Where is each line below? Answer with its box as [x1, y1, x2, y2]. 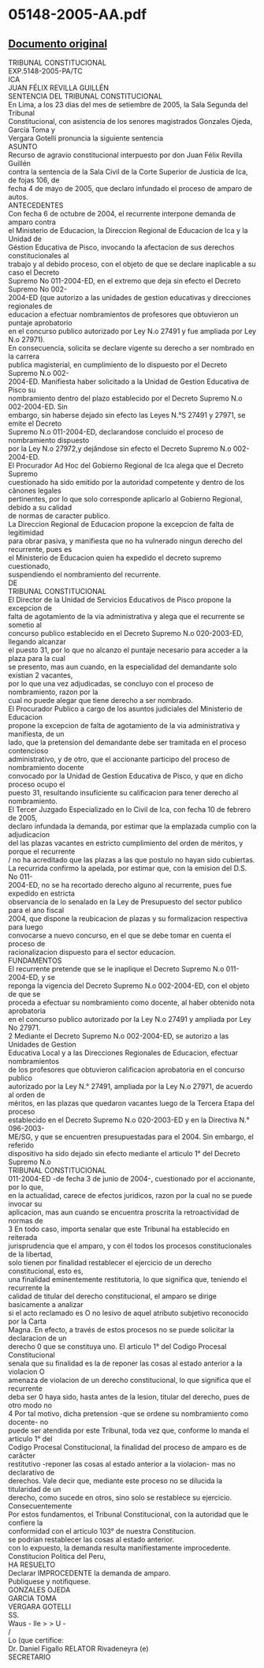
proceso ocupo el [8, 780, 65, 789]
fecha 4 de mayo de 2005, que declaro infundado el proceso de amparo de [8, 184, 253, 193]
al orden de [8, 1090, 46, 1099]
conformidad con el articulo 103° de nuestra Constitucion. [8, 1527, 196, 1535]
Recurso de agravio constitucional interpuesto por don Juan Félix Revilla [8, 150, 243, 160]
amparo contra [8, 217, 57, 227]
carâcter [8, 1451, 36, 1460]
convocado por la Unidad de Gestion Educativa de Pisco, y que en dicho [8, 772, 244, 780]
